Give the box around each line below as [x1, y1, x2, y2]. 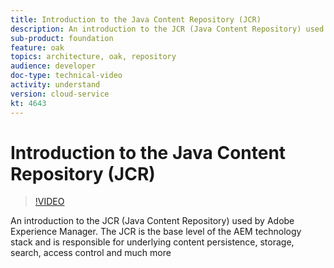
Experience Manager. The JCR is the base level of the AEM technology [10, 226, 302, 238]
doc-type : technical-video [10, 71, 123, 81]
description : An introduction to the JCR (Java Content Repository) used [10, 24, 325, 34]
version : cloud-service [10, 89, 110, 99]
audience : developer [10, 61, 97, 71]
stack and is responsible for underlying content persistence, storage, [10, 236, 295, 248]
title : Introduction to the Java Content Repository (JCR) [10, 14, 262, 25]
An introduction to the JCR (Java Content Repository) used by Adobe [10, 215, 295, 227]
